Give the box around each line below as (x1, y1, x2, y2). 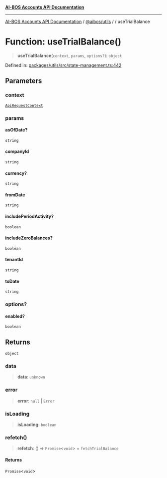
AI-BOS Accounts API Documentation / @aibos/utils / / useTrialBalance (5, 18, 150, 24)
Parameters (5, 77, 42, 85)
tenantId (5, 257, 23, 263)
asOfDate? (5, 127, 28, 133)
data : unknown (17, 374, 46, 380)
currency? (5, 170, 27, 176)
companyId (5, 148, 29, 154)
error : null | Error (17, 398, 55, 404)
